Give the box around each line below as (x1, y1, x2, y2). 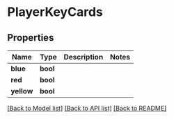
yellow (10, 86, 33, 95)
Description (63, 53, 104, 62)
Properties (7, 32, 54, 44)
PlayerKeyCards (7, 4, 103, 20)
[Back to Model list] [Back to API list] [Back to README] (7, 104, 167, 112)
